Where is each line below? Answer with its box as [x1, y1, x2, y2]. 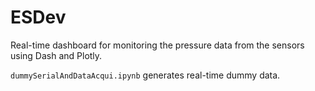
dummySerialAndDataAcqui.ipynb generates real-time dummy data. [10, 69, 281, 81]
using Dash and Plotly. [10, 49, 103, 61]
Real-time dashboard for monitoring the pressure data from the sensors [10, 39, 305, 51]
